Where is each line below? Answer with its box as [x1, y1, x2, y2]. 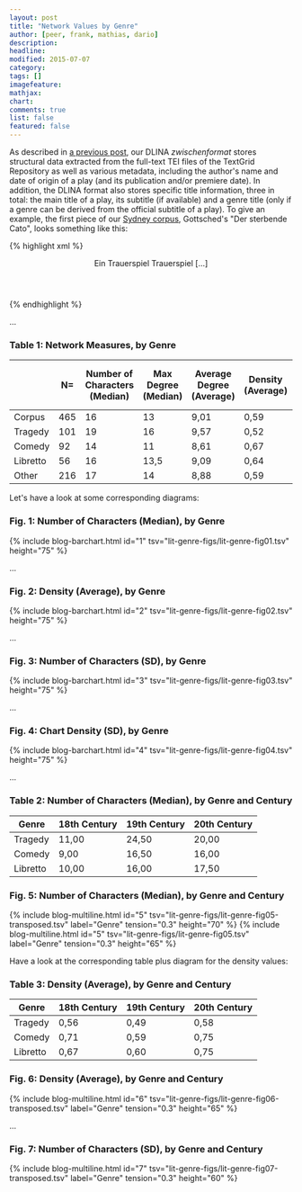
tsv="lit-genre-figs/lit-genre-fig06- [149, 1093, 280, 1104]
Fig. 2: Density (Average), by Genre [9, 585, 166, 597]
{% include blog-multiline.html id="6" [9, 1093, 148, 1104]
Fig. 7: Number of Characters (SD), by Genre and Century [9, 1143, 263, 1155]
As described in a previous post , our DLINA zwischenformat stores [9, 147, 257, 157]
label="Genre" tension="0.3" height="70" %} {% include [70, 919, 280, 930]
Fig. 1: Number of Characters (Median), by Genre [9, 515, 226, 527]
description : [9, 38, 58, 48]
